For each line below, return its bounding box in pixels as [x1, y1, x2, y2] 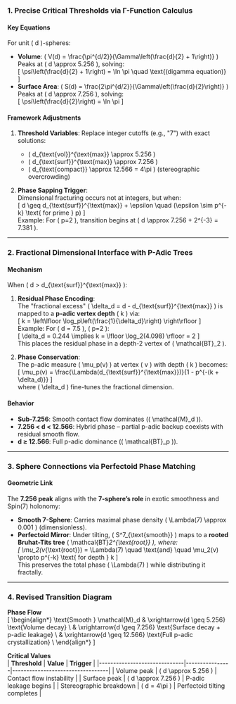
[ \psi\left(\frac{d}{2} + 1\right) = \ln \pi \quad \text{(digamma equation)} [17, 68, 227, 76]
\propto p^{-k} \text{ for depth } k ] [17, 553, 118, 561]
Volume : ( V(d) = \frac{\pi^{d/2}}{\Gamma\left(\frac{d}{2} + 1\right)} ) [17, 52, 219, 61]
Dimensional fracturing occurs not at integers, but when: [17, 194, 181, 202]
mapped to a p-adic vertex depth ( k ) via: [17, 309, 140, 318]
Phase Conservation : [17, 353, 81, 361]
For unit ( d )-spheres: [7, 39, 71, 47]
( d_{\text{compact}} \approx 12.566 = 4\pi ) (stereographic [27, 165, 200, 174]
